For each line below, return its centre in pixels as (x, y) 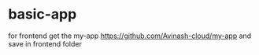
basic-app (43, 14)
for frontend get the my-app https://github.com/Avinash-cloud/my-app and (130, 36)
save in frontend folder (45, 43)
